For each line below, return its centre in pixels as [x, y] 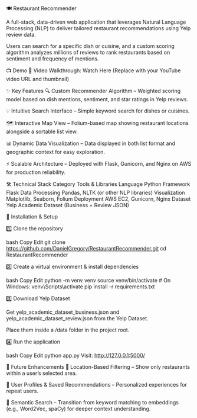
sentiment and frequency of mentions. [52, 59]
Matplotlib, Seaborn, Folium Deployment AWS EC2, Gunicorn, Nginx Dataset [98, 199]
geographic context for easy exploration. [55, 152]
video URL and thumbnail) [38, 79]
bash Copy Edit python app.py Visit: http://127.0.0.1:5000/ [76, 355]
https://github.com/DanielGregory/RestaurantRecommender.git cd [86, 248]
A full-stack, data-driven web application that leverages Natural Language [96, 22]
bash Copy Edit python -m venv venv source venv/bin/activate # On [88, 280]
